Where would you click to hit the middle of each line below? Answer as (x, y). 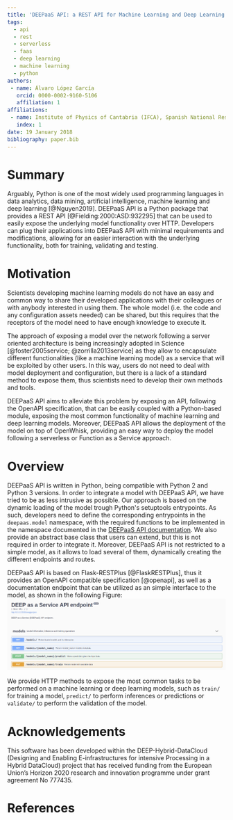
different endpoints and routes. (51, 559)
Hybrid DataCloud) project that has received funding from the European (110, 766)
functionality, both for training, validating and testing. (83, 246)
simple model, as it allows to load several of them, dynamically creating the (114, 552)
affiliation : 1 (38, 103)
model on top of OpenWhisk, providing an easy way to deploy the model (110, 431)
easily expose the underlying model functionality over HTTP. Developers (111, 223)
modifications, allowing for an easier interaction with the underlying (103, 238)
